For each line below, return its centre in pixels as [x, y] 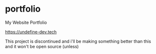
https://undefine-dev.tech [31, 32]
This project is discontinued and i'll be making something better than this [78, 41]
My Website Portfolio [26, 22]
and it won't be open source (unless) [42, 46]
